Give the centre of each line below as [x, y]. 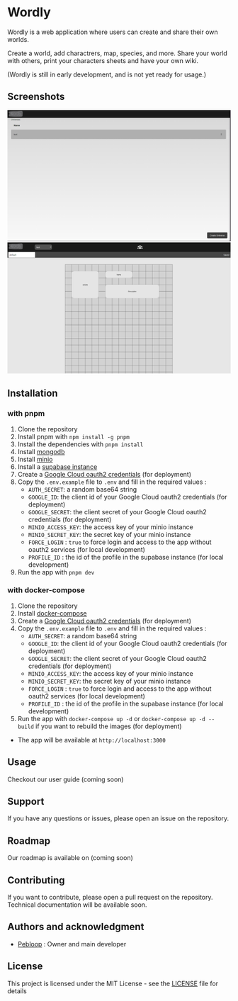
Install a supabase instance [57, 466]
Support [26, 802]
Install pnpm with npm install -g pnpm [73, 436]
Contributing [36, 880]
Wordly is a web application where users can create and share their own [113, 32]
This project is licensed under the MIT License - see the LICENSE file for [113, 983]
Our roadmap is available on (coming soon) [70, 858]
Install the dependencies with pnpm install [80, 444]
